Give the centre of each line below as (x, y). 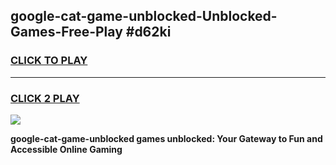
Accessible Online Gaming (66, 149)
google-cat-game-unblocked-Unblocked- (144, 16)
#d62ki (148, 32)
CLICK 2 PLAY (45, 98)
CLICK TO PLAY (49, 61)
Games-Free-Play (66, 32)
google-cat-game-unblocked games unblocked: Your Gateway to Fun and (166, 138)
